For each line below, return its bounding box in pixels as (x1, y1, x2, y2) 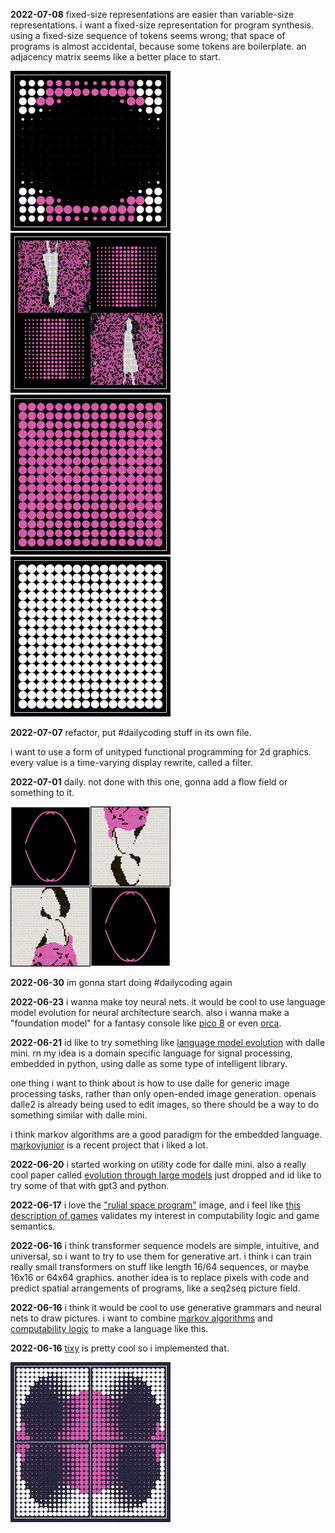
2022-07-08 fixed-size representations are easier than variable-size (10, 9, 295, 20)
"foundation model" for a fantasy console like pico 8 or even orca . (10, 1017, 282, 1029)
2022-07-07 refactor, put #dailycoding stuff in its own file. (10, 727, 252, 738)
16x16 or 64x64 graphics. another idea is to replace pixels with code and (10, 1272, 310, 1283)
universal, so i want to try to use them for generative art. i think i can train (10, 1250, 312, 1262)
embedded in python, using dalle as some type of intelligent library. (10, 1058, 288, 1069)
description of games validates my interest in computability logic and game (10, 1210, 320, 1221)
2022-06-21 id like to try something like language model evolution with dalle (10, 1037, 326, 1048)
